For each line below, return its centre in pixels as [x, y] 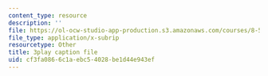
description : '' [35, 23]
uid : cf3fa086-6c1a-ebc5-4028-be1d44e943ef [82, 60]
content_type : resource [48, 15]
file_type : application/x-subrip [64, 38]
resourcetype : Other [43, 45]
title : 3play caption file [53, 52]
